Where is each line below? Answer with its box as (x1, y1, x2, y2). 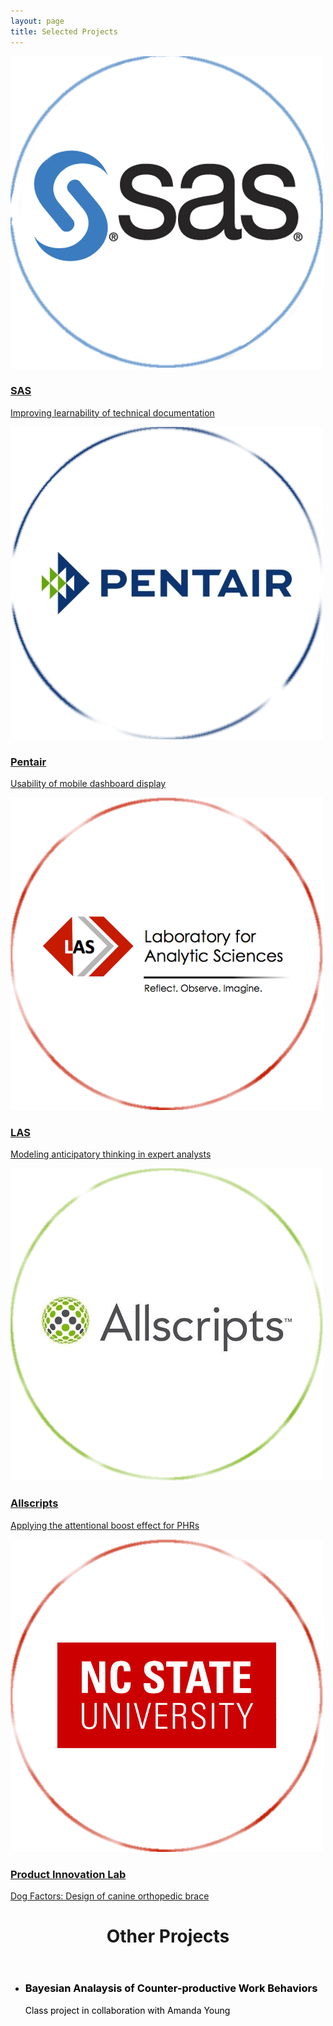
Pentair (10, 755, 47, 769)
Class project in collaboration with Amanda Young (24, 2004, 231, 2016)
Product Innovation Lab (10, 1867, 127, 1881)
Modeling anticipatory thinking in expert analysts (10, 1148, 212, 1160)
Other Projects (106, 1925, 230, 1948)
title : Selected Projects (10, 26, 118, 37)
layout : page (10, 16, 65, 26)
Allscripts (10, 1496, 59, 1510)
